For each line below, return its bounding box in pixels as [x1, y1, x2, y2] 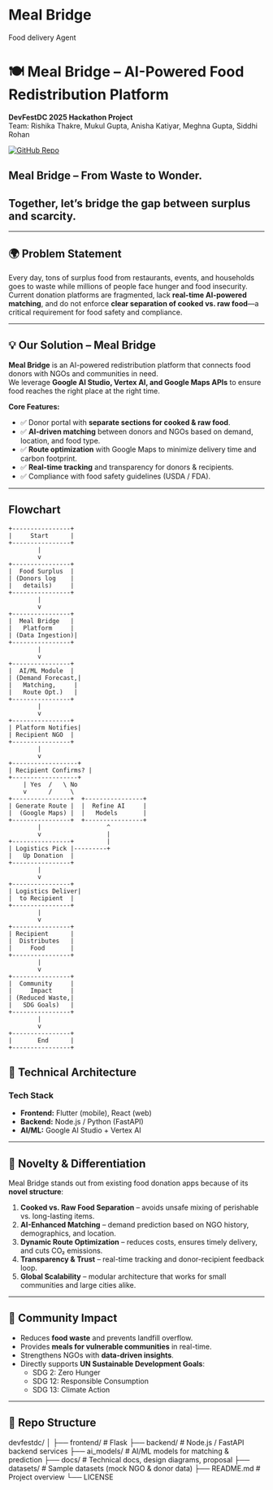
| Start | [8, 531, 75, 539]
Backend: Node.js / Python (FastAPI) [19, 1117, 144, 1127]
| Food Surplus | [8, 567, 75, 575]
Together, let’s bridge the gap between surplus [8, 197, 251, 210]
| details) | [8, 581, 75, 590]
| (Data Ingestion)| [8, 631, 79, 639]
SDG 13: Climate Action [32, 1384, 110, 1394]
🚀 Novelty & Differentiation [8, 1156, 146, 1171]
